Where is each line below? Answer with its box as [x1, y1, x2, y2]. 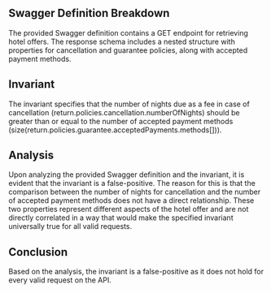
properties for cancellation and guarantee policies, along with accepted [8, 45, 248, 55]
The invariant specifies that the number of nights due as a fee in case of [8, 99, 250, 109]
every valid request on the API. [8, 275, 111, 285]
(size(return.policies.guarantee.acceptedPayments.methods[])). [8, 125, 222, 135]
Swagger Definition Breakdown [8, 6, 170, 20]
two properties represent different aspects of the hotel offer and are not [8, 205, 249, 214]
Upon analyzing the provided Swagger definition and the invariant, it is [8, 170, 245, 179]
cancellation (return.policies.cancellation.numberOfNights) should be [8, 107, 240, 117]
